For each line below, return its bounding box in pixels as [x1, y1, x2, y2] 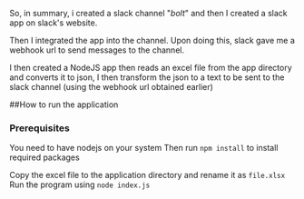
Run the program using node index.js [9, 179, 151, 190]
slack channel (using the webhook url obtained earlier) [9, 82, 213, 92]
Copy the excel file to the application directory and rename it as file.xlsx [9, 170, 286, 181]
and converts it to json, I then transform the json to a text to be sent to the [9, 72, 285, 83]
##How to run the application [9, 99, 119, 110]
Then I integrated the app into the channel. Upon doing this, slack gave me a [9, 35, 295, 45]
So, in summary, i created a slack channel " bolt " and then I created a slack [9, 8, 288, 18]
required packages [9, 152, 80, 163]
